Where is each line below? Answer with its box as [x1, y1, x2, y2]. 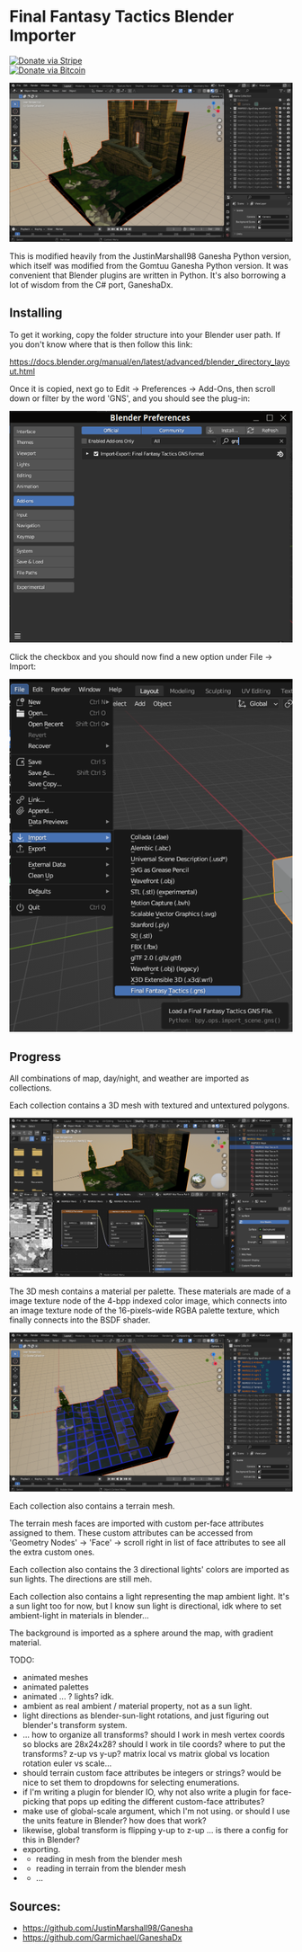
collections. [9, 1083, 52, 1093]
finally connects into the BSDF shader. [9, 1315, 151, 1325]
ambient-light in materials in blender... [9, 1610, 150, 1621]
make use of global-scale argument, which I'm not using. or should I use [22, 1805, 290, 1817]
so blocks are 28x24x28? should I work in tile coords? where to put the [22, 1739, 286, 1750]
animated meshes [22, 1672, 89, 1683]
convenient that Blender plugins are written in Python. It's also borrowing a [9, 270, 286, 281]
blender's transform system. [22, 1720, 128, 1731]
